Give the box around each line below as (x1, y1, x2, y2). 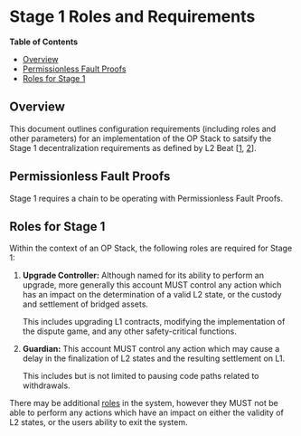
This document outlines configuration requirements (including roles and (9, 123, 277, 134)
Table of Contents (9, 36, 79, 47)
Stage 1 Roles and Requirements (9, 6, 256, 27)
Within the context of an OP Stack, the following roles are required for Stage (9, 242, 293, 254)
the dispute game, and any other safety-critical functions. (22, 326, 238, 336)
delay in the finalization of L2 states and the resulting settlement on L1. (22, 353, 286, 364)
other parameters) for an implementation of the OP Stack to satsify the (9, 133, 272, 144)
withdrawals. (22, 380, 71, 391)
